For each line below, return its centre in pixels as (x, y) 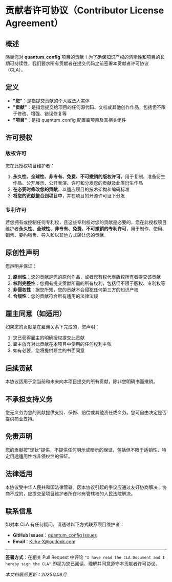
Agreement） (34, 23)
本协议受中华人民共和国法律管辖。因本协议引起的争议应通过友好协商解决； (84, 487)
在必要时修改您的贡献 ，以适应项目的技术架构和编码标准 (71, 189)
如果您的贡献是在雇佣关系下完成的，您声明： (52, 327)
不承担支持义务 (29, 399)
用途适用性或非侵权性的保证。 (41, 456)
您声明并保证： (21, 266)
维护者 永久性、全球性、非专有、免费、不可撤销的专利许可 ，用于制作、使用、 (86, 229)
